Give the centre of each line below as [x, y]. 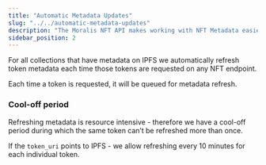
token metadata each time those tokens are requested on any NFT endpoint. [133, 69]
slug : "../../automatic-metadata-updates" [79, 23]
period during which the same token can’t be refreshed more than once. [125, 130]
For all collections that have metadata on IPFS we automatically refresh [124, 60]
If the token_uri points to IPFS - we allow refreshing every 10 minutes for [127, 146]
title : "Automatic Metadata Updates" [70, 15]
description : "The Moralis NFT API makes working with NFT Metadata [123, 30]
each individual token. [44, 154]
